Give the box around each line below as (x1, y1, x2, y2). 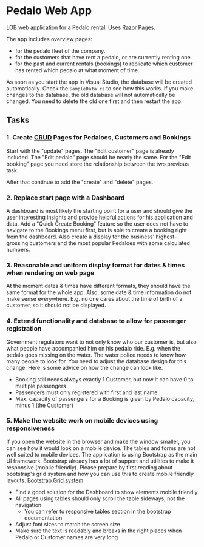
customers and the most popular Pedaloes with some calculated (29, 239, 190, 246)
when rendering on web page (6, 268, 95, 277)
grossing (6, 239, 29, 246)
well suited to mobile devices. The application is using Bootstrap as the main (6, 451, 197, 458)
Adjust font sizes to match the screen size (15, 520, 120, 528)
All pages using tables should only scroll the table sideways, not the (15, 495, 185, 502)
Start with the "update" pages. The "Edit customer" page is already (6, 147, 174, 155)
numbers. (6, 246, 30, 253)
